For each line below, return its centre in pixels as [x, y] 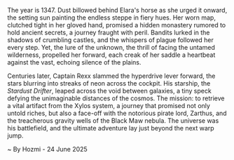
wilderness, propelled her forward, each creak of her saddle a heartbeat [111, 55]
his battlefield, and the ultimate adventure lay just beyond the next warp [111, 128]
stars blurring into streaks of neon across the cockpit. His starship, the [109, 83]
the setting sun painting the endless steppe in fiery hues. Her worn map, [111, 18]
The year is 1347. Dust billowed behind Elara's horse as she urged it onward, [117, 10]
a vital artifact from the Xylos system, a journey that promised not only [109, 106]
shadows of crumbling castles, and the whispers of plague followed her [110, 40]
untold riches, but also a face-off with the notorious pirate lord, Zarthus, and [117, 113]
